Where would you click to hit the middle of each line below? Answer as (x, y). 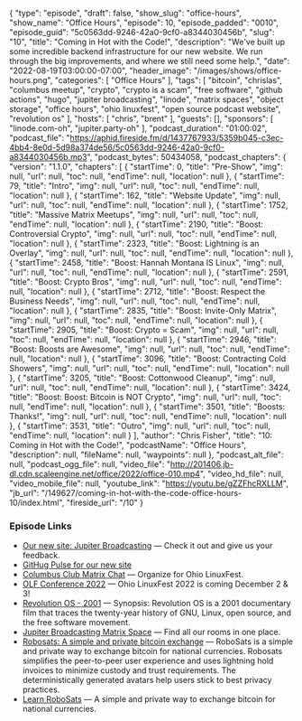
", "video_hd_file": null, (242, 474)
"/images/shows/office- (238, 70)
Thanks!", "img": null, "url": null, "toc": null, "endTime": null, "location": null (148, 416)
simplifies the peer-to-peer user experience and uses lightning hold (148, 661)
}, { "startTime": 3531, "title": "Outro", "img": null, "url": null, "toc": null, (140, 426)
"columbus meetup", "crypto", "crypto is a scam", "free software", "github (146, 90)
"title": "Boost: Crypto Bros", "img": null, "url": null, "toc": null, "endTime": (146, 282)
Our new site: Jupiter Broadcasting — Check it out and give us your (147, 546)
